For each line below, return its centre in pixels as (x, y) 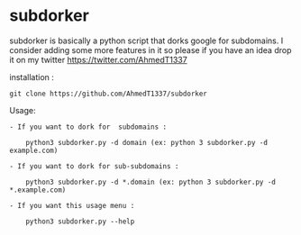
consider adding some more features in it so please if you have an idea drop (150, 50)
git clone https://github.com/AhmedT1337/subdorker (108, 94)
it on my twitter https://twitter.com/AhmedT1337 (98, 59)
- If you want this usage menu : (72, 205)
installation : (32, 77)
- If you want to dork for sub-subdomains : (94, 166)
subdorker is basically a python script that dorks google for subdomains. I (146, 41)
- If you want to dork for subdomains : (88, 127)
